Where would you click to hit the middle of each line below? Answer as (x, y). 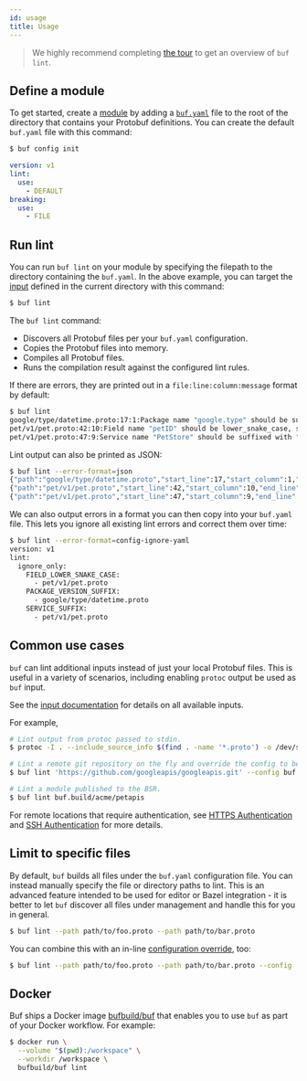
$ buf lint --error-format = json (71, 472)
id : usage (28, 18)
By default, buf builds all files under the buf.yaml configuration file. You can (151, 875)
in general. (30, 914)
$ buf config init (44, 149)
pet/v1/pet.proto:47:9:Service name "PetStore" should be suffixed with (151, 437)
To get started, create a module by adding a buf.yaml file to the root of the (149, 113)
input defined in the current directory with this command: (117, 286)
